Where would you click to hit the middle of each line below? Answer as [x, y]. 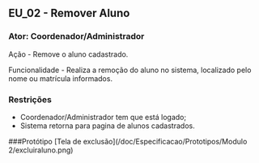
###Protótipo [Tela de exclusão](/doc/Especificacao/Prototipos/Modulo [128, 141]
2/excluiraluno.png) [41, 150]
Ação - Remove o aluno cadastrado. [68, 54]
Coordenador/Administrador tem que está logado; [103, 117]
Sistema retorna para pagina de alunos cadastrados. [108, 126]
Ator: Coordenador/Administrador [76, 36]
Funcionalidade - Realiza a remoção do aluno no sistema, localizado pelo [130, 70]
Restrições [30, 99]
